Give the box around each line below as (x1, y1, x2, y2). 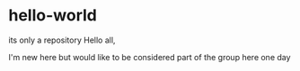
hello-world (8, 5, 98, 26)
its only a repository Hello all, (8, 35, 116, 45)
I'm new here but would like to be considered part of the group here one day (8, 51, 291, 62)
